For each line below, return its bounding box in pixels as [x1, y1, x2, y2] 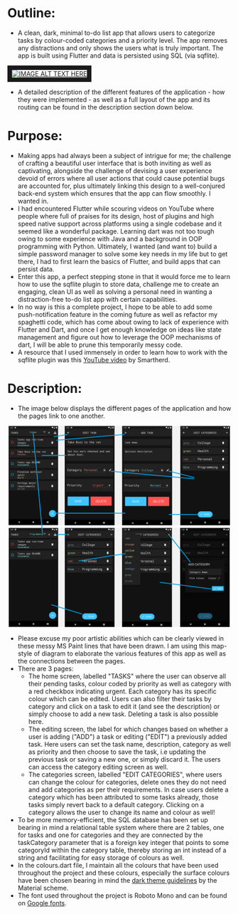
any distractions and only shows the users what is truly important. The [17, 43, 224, 52]
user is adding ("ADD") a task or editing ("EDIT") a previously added [28, 732, 227, 741]
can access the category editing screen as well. [28, 762, 168, 771]
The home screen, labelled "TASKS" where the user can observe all [28, 671, 226, 681]
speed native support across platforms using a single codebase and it [17, 219, 222, 228]
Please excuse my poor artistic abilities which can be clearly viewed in [17, 634, 225, 642]
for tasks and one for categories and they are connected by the [17, 831, 204, 839]
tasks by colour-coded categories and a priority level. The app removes [17, 36, 228, 44]
